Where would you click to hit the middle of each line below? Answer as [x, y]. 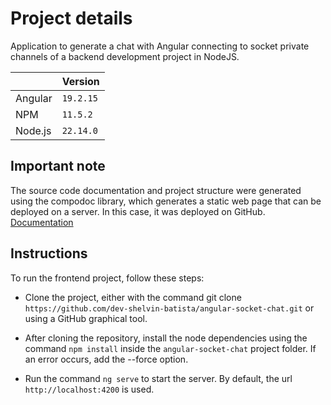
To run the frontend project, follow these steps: [107, 278]
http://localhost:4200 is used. [89, 389]
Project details [71, 18]
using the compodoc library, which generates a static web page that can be [166, 201]
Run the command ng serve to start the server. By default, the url [158, 378]
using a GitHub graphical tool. [86, 318]
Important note [58, 166]
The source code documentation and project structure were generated [156, 190]
